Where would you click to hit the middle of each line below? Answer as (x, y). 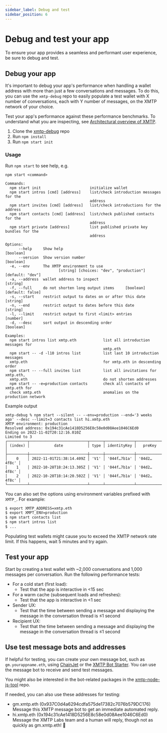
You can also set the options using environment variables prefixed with (78, 494)
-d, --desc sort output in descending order (61, 323)
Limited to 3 (19, 437)
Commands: (15, 183)
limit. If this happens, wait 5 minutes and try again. (57, 541)
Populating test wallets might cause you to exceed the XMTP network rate (81, 536)
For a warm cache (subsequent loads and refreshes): (67, 594)
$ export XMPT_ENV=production (37, 513)
